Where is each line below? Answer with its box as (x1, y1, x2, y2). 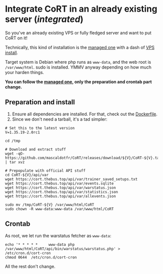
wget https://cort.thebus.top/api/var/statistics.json (5, 189, 118, 194)
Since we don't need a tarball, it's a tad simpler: (12, 116, 108, 122)
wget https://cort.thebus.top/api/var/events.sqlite (5, 181, 114, 186)
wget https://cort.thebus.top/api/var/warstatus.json (5, 185, 116, 190)
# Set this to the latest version (5, 126, 75, 130)
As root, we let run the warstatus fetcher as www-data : (5, 233, 112, 238)
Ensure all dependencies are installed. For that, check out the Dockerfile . (12, 111, 158, 117)
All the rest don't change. (5, 263, 56, 269)
